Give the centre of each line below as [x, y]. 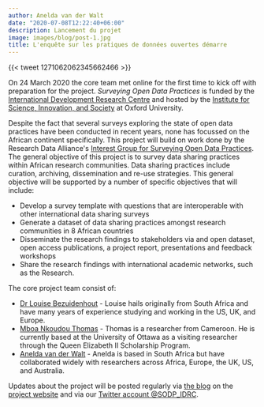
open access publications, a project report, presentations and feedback [136, 248]
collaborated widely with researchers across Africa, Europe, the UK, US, [136, 362]
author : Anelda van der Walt [56, 15]
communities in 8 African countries [76, 231]
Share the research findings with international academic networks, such [136, 265]
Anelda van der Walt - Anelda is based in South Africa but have [122, 354]
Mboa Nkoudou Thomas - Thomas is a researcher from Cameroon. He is [137, 329]
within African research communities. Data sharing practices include [119, 165]
